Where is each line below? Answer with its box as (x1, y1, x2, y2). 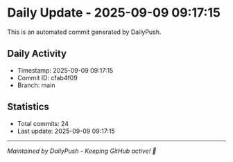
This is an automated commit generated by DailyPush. (7, 28, 162, 36)
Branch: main (17, 81, 55, 89)
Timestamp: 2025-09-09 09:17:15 (17, 66, 114, 74)
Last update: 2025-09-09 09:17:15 (17, 127, 116, 135)
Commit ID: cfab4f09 (17, 73, 78, 82)
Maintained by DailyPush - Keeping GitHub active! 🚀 (7, 147, 157, 155)
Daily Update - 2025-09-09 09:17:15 (7, 5, 221, 21)
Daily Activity (7, 48, 67, 60)
